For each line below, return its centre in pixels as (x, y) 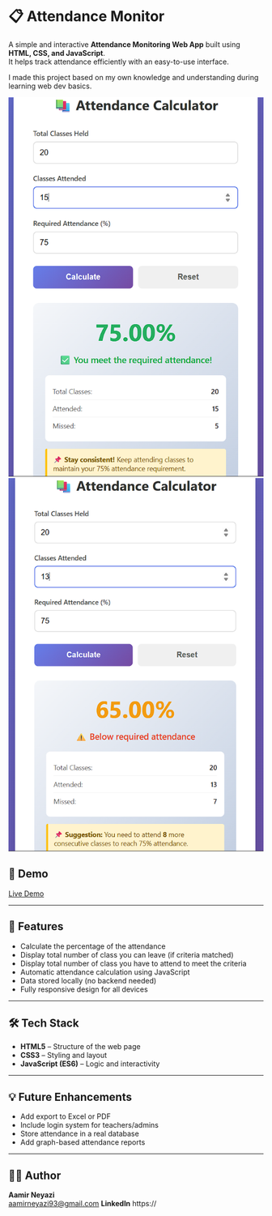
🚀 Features (36, 926)
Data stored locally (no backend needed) (88, 980)
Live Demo (26, 894)
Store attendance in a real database (79, 1134)
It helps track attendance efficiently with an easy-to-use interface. (119, 62)
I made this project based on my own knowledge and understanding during (134, 77)
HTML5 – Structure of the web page (80, 1047)
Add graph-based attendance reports (83, 1142)
